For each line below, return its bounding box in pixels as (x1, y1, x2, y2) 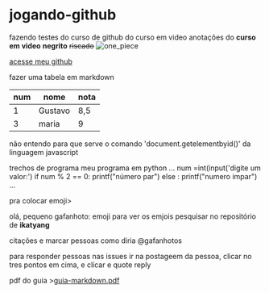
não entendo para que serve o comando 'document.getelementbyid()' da (9, 139, 251, 149)
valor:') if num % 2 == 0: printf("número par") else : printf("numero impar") (9, 171, 258, 181)
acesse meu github (9, 57, 73, 66)
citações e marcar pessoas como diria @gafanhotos (9, 236, 182, 245)
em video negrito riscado (9, 40, 95, 50)
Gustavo (38, 105, 71, 116)
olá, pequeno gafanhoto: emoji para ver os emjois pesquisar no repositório (9, 211, 257, 221)
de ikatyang (9, 220, 51, 229)
